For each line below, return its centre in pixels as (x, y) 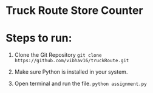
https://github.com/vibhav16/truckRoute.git (72, 61)
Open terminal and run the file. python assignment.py (80, 84)
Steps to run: (39, 38)
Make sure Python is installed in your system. (71, 72)
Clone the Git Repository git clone (58, 55)
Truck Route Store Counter (74, 11)
